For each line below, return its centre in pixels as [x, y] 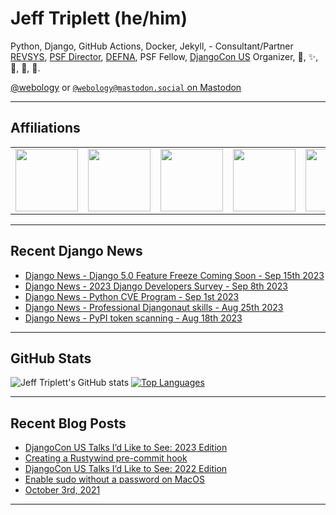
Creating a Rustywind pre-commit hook [106, 458]
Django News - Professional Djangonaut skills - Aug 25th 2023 [154, 307]
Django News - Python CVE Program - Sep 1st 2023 [132, 296]
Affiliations [45, 128]
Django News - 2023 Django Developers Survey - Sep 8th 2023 [156, 286]
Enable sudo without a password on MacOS [114, 479]
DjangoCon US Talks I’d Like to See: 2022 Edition [126, 469]
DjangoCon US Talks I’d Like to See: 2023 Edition [126, 448]
